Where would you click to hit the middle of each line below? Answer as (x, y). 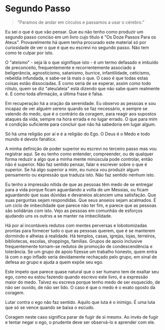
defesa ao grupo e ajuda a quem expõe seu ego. (54, 262)
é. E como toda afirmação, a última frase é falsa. (54, 94)
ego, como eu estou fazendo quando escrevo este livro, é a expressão (77, 277)
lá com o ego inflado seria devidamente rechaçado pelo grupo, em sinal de (81, 257)
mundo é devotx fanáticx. (31, 139)
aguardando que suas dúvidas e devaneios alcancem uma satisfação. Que (81, 195)
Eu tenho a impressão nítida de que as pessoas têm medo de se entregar (79, 184)
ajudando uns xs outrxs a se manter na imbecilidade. (59, 216)
